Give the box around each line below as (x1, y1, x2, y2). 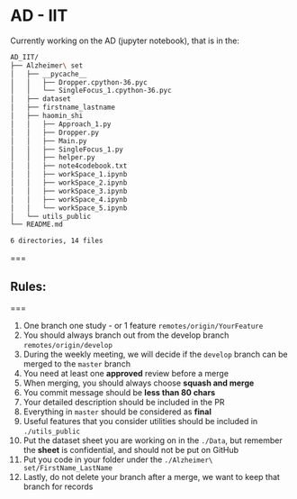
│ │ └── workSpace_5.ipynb (10, 204, 128, 213)
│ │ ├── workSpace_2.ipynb (10, 178, 128, 187)
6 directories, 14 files (10, 236, 103, 246)
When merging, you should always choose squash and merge (22, 377, 255, 388)
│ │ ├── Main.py (10, 136, 88, 145)
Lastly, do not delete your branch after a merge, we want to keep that (22, 472, 280, 482)
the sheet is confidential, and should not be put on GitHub (22, 445, 239, 455)
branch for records (22, 481, 94, 492)
